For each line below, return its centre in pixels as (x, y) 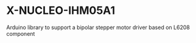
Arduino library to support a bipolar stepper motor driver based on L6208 (98, 27)
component (21, 33)
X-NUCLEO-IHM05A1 (61, 11)
